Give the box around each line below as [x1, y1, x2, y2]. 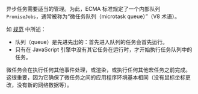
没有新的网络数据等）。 [16, 81, 72, 89]
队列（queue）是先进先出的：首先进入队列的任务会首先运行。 [14, 39, 169, 45]
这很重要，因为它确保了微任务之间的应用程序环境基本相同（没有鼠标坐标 [6, 74, 185, 81]
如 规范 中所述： [6, 26, 46, 33]
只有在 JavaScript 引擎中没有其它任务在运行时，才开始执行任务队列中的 [14, 46, 193, 53]
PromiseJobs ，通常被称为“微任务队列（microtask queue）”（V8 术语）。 [6, 13, 181, 20]
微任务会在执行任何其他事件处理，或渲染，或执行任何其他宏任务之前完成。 [6, 66, 191, 74]
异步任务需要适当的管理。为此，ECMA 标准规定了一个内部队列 [6, 5, 161, 12]
